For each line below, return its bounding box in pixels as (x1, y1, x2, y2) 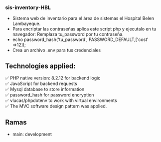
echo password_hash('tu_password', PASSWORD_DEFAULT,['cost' (12, 36, 149, 42)
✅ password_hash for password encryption (5, 92, 94, 98)
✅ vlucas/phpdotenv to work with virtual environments (5, 97, 117, 103)
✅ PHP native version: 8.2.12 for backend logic (5, 75, 101, 81)
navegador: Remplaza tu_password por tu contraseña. (12, 31, 124, 37)
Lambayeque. (12, 20, 41, 26)
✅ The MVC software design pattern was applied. (5, 103, 107, 109)
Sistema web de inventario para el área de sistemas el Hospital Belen (12, 15, 155, 21)
